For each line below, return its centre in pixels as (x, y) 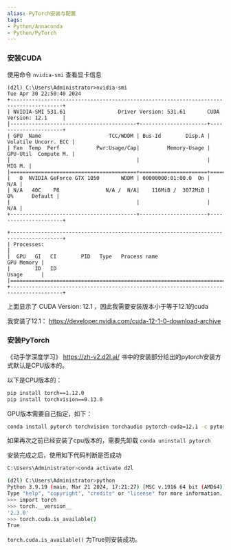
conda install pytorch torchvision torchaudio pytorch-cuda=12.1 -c (107, 427)
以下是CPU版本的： (35, 380)
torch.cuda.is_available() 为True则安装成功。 (74, 540)
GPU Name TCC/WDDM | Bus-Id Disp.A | (112, 136)
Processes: (29, 244)
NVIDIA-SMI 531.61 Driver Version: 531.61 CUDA (117, 112)
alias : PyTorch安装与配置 (42, 13)
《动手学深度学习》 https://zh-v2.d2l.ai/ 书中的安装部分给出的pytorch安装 (111, 356)
